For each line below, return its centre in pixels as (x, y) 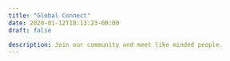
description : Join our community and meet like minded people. (116, 44)
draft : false (30, 30)
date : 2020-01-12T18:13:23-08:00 (64, 23)
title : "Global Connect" (50, 15)
